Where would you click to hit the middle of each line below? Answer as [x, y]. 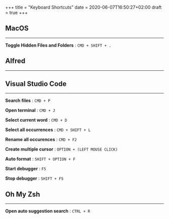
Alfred [15, 61]
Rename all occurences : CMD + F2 [41, 140]
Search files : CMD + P [28, 100]
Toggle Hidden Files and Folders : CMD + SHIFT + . [58, 45]
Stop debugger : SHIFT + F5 [34, 178]
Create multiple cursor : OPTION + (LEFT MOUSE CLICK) [62, 149]
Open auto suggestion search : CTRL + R [48, 211]
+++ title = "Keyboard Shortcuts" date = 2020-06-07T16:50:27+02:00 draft [83, 7]
